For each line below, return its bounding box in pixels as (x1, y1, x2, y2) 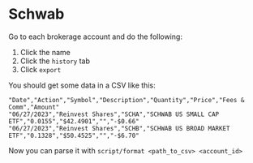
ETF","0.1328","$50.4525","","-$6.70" (8, 131, 139, 139)
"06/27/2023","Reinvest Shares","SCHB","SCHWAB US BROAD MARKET (8, 124, 230, 132)
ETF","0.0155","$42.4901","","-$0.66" (8, 117, 139, 126)
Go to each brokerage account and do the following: (8, 32, 182, 41)
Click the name (19, 47, 71, 57)
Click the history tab (19, 56, 91, 66)
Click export (19, 64, 62, 74)
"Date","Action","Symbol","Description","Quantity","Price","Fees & (8, 96, 245, 104)
